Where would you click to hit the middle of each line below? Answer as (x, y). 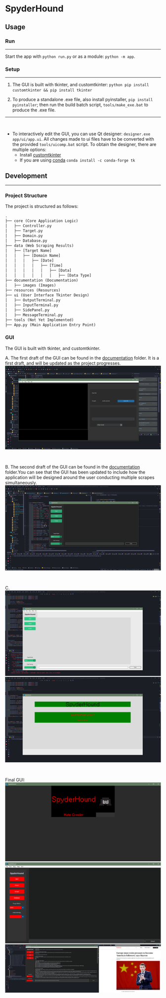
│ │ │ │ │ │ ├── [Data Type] (48, 275)
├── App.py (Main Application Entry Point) (51, 325)
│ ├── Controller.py (28, 226)
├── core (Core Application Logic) (42, 221)
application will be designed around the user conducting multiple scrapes (80, 477)
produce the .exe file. (34, 110)
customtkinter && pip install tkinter (52, 90)
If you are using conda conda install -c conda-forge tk (77, 160)
